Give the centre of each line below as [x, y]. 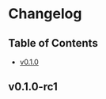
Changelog [45, 14]
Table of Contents [53, 43]
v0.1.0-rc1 [33, 87]
